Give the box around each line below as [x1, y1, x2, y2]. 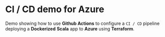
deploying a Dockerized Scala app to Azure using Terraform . [5, 25, 135, 31]
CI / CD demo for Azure [5, 4, 105, 15]
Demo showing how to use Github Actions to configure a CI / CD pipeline [5, 20, 160, 26]
